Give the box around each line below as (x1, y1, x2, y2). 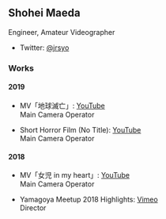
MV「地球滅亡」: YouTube (19, 101, 105, 110)
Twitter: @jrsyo (19, 43, 70, 52)
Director (19, 203, 47, 213)
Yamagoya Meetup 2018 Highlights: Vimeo (19, 194, 158, 205)
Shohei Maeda (8, 6, 81, 20)
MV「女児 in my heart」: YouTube (19, 171, 130, 180)
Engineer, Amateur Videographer (8, 27, 115, 36)
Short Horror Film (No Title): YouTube (19, 125, 141, 134)
